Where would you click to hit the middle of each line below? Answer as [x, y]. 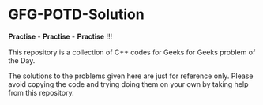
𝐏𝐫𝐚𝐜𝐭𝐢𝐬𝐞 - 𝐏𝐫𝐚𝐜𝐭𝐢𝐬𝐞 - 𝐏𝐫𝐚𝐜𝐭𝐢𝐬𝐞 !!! [60, 36]
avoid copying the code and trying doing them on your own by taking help [128, 84]
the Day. [22, 60]
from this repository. [41, 92]
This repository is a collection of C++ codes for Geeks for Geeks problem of [132, 52]
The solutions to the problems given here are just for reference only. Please [131, 76]
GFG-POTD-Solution [76, 15]
